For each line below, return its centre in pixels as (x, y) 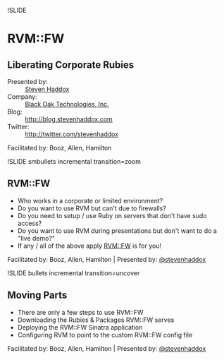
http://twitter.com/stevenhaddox (71, 134)
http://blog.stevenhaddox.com (69, 119)
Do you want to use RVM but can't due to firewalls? (92, 208)
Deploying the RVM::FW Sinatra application (80, 327)
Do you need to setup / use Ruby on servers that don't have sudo (112, 215)
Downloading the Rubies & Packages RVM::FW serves (96, 320)
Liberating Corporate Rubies (71, 65)
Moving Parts (37, 295)
